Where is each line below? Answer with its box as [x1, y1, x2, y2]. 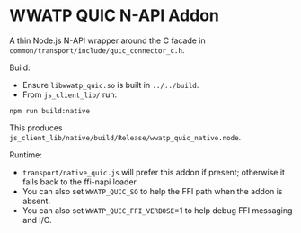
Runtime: [9, 149, 42, 160]
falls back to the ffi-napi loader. [22, 176, 139, 187]
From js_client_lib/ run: [22, 89, 118, 100]
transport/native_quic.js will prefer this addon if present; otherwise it [22, 166, 286, 177]
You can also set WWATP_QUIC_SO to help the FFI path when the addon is [22, 185, 283, 196]
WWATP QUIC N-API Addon [9, 5, 220, 26]
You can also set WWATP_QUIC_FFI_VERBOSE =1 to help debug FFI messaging [22, 204, 293, 216]
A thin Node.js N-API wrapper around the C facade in [9, 35, 207, 46]
